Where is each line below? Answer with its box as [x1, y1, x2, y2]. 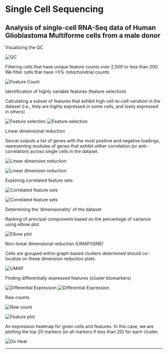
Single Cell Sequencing [5, 3, 104, 15]
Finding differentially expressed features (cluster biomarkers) [5, 275, 131, 281]
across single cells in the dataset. [30, 148, 99, 154]
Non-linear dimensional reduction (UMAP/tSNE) [5, 241, 103, 247]
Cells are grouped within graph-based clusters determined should [5, 251, 141, 256]
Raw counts [5, 295, 29, 300]
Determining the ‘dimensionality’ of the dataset [5, 206, 101, 212]
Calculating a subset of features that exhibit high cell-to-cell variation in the [5, 98, 161, 104]
